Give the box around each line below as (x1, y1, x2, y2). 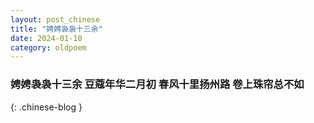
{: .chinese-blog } (10, 101, 83, 113)
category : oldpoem (10, 42, 87, 53)
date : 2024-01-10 (10, 33, 83, 43)
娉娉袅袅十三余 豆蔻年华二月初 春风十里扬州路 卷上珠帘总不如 (10, 77, 305, 91)
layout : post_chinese (10, 14, 101, 25)
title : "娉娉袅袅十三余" (10, 24, 103, 34)
